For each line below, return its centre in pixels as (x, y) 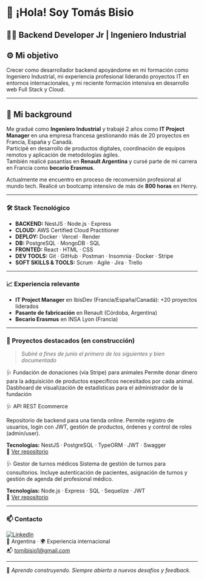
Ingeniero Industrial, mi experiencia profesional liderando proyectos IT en (98, 77)
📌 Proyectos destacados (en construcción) (71, 340)
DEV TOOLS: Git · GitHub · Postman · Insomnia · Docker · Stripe (94, 256)
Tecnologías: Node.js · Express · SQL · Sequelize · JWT (76, 491)
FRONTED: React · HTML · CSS (54, 250)
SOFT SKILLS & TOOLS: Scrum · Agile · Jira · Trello (79, 262)
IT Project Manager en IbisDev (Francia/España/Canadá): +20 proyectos (106, 299)
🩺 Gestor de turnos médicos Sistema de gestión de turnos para (86, 464)
